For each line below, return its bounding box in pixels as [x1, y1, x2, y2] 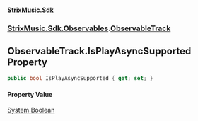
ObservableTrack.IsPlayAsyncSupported [7, 45, 192, 57]
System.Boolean [7, 106, 55, 115]
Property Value [7, 90, 53, 98]
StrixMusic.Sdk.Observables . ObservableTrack [7, 23, 171, 33]
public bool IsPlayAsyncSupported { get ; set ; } [7, 75, 153, 82]
